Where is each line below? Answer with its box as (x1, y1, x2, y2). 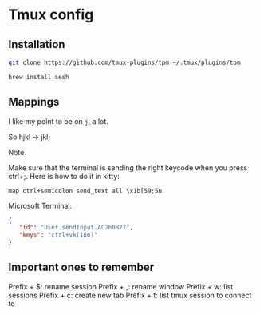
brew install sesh (8, 73, 69, 81)
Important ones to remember (8, 261, 155, 274)
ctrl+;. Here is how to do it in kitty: (8, 171, 120, 181)
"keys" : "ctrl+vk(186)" (18, 231, 98, 239)
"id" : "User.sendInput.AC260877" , (18, 224, 134, 232)
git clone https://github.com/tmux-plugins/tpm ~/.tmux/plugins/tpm (8, 58, 241, 66)
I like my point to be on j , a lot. (8, 116, 109, 126)
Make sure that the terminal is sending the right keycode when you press (8, 162, 248, 173)
